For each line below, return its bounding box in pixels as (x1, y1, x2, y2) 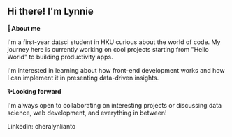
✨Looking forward (7, 87, 61, 95)
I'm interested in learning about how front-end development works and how (7, 66, 225, 74)
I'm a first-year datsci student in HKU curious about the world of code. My (7, 38, 221, 46)
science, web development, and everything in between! (7, 108, 167, 117)
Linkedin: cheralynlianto (7, 122, 76, 130)
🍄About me (7, 24, 41, 32)
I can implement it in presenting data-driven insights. (7, 73, 159, 82)
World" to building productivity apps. (7, 52, 113, 61)
